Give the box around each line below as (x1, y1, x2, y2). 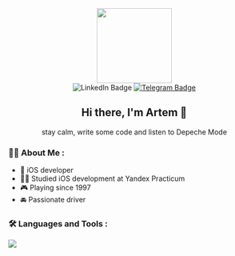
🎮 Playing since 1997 (19, 183, 91, 193)
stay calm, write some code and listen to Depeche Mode (41, 127, 228, 137)
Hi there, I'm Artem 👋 (81, 106, 188, 119)
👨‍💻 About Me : (8, 147, 66, 158)
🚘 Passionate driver (19, 195, 86, 205)
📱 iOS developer (19, 166, 74, 175)
